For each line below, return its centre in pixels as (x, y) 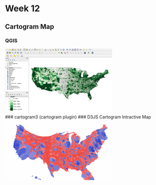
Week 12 (22, 9)
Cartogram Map (30, 27)
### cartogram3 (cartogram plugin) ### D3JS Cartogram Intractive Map (78, 117)
